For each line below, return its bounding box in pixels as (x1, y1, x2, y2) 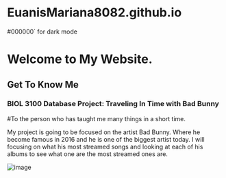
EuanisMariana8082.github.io (7, 5, 182, 21)
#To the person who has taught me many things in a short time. (7, 114, 186, 123)
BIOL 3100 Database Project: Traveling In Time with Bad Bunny (7, 99, 219, 109)
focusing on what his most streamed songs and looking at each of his (7, 142, 203, 151)
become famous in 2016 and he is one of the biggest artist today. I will (7, 135, 205, 143)
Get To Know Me (7, 79, 79, 90)
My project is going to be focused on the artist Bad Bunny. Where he (7, 128, 201, 136)
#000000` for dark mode (7, 27, 77, 36)
